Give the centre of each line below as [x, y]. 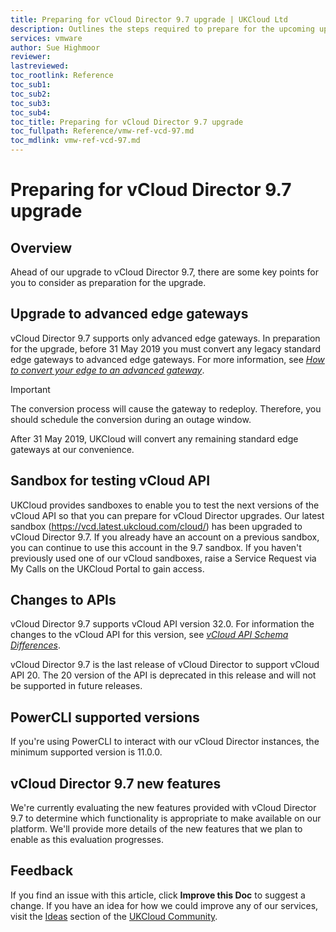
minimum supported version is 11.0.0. [86, 752]
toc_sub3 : [31, 103]
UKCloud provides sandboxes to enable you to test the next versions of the [165, 505]
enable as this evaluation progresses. [87, 840]
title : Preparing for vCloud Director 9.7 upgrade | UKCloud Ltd [149, 19]
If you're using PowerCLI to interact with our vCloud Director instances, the [165, 742]
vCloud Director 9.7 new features [116, 783]
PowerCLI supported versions [105, 717]
